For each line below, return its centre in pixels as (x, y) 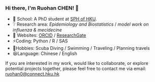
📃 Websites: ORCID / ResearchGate (49, 35)
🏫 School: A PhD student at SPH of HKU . (55, 19)
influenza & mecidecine (37, 30)
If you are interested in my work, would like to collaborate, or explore (77, 63)
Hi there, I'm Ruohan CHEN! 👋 (42, 8)
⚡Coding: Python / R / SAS (40, 41)
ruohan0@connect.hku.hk (32, 74)
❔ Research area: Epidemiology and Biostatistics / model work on (81, 24)
